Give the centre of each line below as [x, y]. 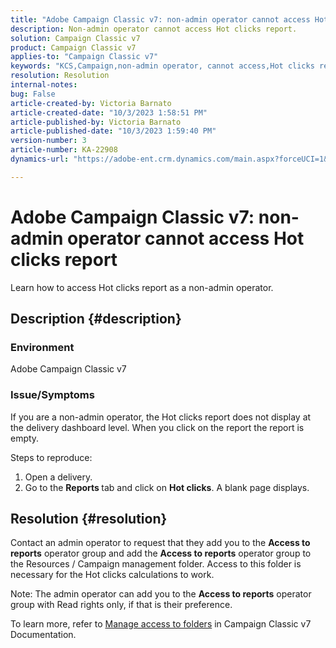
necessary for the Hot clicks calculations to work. [112, 575]
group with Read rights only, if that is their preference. [121, 605]
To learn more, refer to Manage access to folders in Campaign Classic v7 [161, 624]
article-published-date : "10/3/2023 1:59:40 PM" [113, 131]
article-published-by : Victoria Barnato [96, 122]
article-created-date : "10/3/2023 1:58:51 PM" [109, 112]
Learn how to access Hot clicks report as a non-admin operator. [142, 287]
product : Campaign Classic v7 [73, 47]
